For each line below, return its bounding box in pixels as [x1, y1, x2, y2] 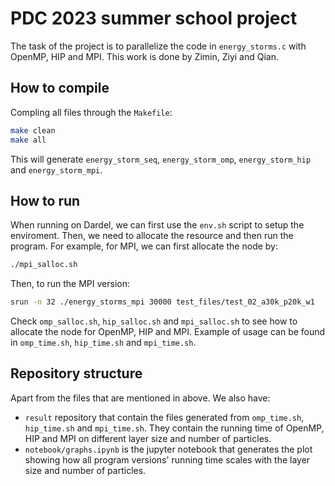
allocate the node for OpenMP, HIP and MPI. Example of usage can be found [10, 326, 326, 338]
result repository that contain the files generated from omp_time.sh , [24, 411, 305, 423]
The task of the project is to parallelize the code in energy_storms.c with [10, 40, 307, 52]
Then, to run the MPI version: [10, 278, 131, 290]
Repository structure [10, 365, 143, 382]
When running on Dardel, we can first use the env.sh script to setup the [10, 219, 305, 231]
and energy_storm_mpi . [10, 163, 103, 176]
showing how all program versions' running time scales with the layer [24, 453, 311, 466]
